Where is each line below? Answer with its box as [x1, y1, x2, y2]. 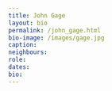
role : [8, 56, 26, 64]
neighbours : [8, 48, 48, 56]
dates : [8, 63, 30, 71]
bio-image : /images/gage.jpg [8, 33, 105, 42]
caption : [8, 41, 37, 49]
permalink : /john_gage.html [8, 26, 102, 34]
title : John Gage [8, 11, 66, 20]
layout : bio [8, 19, 48, 27]
